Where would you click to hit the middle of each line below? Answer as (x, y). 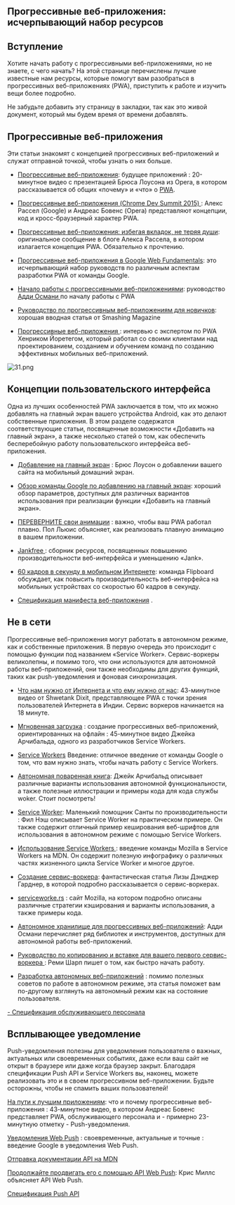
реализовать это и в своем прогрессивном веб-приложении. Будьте (111, 1081)
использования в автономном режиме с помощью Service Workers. (120, 834)
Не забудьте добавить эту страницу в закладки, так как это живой (107, 107)
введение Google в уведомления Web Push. (73, 1145)
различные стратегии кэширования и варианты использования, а (116, 905)
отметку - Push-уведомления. (85, 1124)
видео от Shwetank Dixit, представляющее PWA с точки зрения (112, 697)
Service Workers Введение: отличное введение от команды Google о (120, 755)
